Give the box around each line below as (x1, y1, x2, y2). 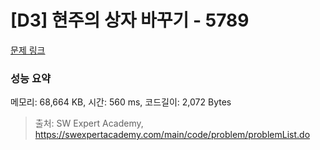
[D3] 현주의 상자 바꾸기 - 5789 (10, 9, 250, 32)
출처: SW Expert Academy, (34, 117, 144, 130)
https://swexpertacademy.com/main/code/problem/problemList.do (34, 129, 311, 141)
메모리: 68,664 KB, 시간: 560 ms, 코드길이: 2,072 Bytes (10, 96, 232, 108)
